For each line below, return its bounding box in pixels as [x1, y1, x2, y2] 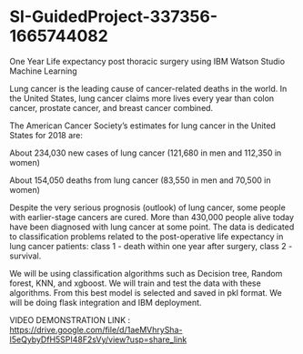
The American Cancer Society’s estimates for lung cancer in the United [9, 120, 276, 131]
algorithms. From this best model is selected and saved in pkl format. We [9, 287, 282, 298]
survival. [9, 250, 42, 261]
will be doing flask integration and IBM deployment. [9, 297, 202, 308]
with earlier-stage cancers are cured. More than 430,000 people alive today [9, 211, 294, 222]
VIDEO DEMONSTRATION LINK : [9, 314, 131, 325]
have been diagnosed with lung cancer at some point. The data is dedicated [9, 221, 295, 232]
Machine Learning [9, 66, 77, 76]
